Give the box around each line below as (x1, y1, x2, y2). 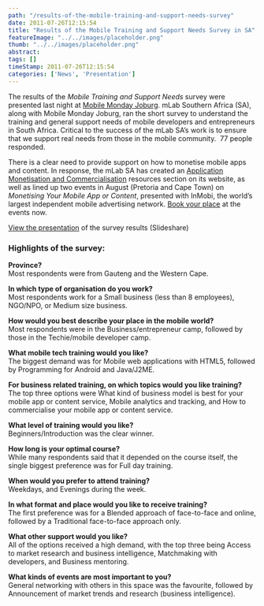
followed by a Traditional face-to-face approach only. (8, 516, 181, 526)
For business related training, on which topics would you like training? (8, 380, 243, 389)
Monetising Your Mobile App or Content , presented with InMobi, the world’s (8, 191, 253, 200)
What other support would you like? (8, 531, 128, 541)
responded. (8, 142, 46, 151)
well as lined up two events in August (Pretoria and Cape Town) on (8, 182, 225, 191)
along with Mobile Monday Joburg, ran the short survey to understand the (8, 108, 248, 118)
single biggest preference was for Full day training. (8, 460, 173, 470)
